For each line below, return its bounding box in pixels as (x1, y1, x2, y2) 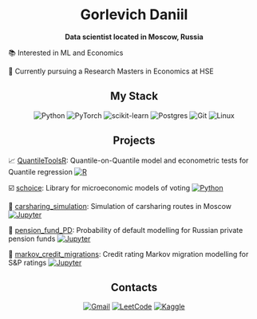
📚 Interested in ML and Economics (8, 48, 124, 57)
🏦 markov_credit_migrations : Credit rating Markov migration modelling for (8, 249, 249, 258)
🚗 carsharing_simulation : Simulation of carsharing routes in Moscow (8, 201, 232, 211)
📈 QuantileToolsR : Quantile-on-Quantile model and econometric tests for (8, 156, 249, 165)
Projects (113, 134, 156, 148)
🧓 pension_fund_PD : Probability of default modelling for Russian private (8, 225, 243, 234)
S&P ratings (8, 258, 47, 267)
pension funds (8, 234, 56, 243)
